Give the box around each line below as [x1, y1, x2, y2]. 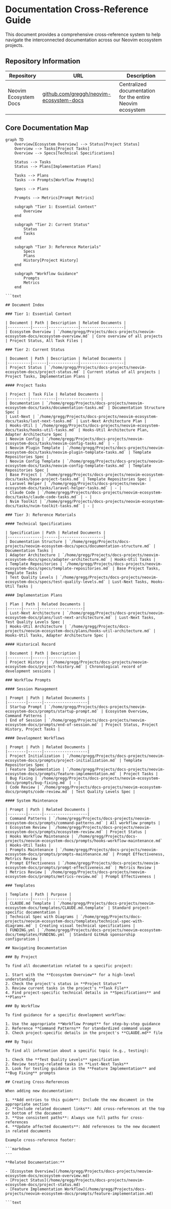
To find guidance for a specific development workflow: [5, 1012, 126, 1018]
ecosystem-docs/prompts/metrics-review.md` [5, 874, 99, 879]
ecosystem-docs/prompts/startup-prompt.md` [5, 708, 99, 714]
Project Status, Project [105, 722, 158, 727]
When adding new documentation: [5, 1088, 74, 1093]
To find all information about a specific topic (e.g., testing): [5, 1048, 149, 1053]
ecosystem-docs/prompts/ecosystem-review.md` [5, 829, 103, 834]
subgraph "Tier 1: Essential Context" [14, 204, 97, 209]
